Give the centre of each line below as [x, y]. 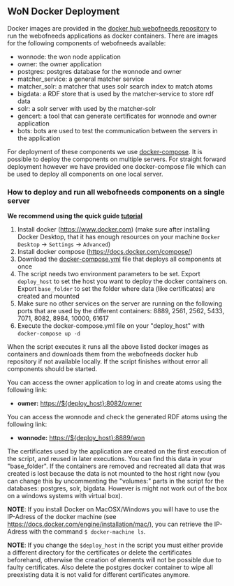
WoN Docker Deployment [64, 12]
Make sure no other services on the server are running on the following [119, 303]
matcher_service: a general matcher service [81, 79]
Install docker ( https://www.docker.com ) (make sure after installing [114, 230]
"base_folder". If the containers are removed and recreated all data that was [116, 466]
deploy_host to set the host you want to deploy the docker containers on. [122, 281]
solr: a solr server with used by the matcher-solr [87, 108]
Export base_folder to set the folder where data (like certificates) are [116, 289]
